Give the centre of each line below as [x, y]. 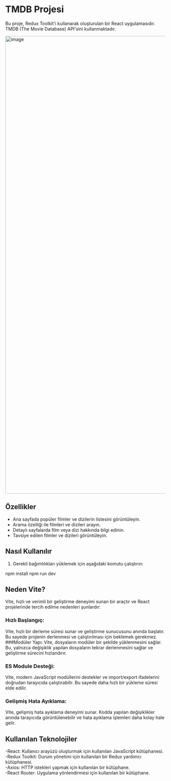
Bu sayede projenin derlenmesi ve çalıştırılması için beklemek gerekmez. [81, 637]
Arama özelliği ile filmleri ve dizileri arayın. [56, 524]
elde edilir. [16, 688]
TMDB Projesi [35, 9]
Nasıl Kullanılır [29, 551]
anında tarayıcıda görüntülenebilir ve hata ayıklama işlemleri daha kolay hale [85, 717]
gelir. [10, 723]
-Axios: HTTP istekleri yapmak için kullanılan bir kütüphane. [67, 768]
